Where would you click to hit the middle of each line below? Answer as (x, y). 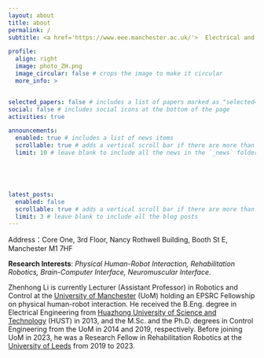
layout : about (31, 15)
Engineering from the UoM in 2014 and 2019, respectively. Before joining (125, 329)
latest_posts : (31, 194)
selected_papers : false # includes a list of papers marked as (114, 102)
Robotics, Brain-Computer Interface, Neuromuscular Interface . (110, 272)
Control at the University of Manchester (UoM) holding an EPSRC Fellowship (132, 296)
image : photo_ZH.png (49, 66)
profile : (22, 52)
